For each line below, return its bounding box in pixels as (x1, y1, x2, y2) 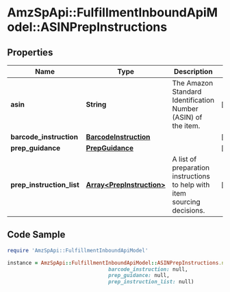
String (86, 100, 107, 109)
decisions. (172, 206, 205, 215)
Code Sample (7, 229, 66, 241)
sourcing (172, 197, 201, 207)
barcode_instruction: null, (108, 265, 188, 273)
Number (172, 104, 199, 114)
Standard (172, 87, 202, 96)
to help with (172, 180, 210, 189)
